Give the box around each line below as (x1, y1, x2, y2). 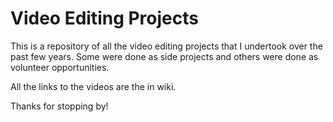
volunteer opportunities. (10, 61, 110, 73)
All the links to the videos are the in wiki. (10, 80, 177, 92)
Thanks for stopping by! (10, 100, 109, 112)
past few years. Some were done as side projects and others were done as (10, 50, 319, 62)
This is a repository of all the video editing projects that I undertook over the (10, 40, 323, 52)
